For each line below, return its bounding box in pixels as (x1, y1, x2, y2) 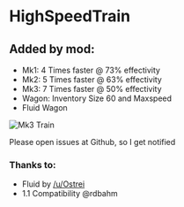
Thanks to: (9, 158, 56, 171)
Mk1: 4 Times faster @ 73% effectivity (21, 65, 161, 75)
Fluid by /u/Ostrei (21, 179, 85, 189)
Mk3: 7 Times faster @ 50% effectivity (21, 84, 162, 94)
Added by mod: (9, 42, 95, 57)
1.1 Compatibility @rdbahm (21, 188, 119, 199)
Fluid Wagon (21, 103, 68, 112)
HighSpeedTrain (9, 6, 131, 27)
